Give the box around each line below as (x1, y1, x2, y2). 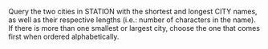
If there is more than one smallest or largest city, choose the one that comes (8, 24, 261, 32)
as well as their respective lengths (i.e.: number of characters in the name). (8, 15, 257, 24)
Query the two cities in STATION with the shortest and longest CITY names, (8, 7, 258, 16)
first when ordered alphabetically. (8, 32, 120, 41)
